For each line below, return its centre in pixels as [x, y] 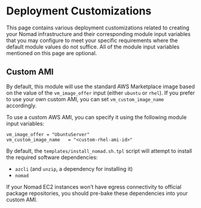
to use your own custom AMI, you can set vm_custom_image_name [85, 99]
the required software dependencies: [52, 157]
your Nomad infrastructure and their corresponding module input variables [98, 34]
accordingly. [22, 105]
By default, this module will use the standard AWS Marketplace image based [100, 86]
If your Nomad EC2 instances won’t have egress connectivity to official [94, 186]
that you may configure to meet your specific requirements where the [92, 40]
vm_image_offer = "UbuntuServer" [48, 134]
